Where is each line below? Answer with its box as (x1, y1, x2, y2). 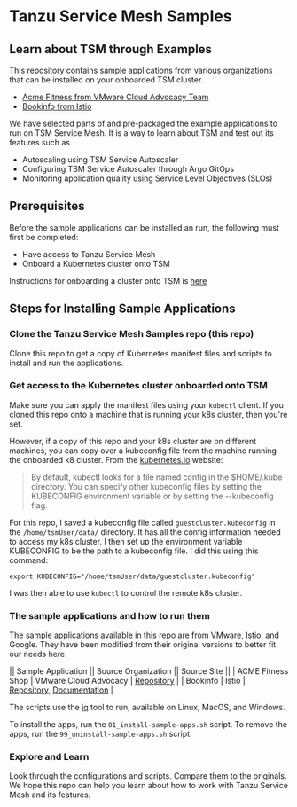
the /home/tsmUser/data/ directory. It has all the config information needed (9, 526, 281, 537)
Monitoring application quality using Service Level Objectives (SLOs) (21, 173, 273, 184)
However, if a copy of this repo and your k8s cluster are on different (9, 435, 257, 446)
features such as (9, 137, 71, 147)
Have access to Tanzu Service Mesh (21, 248, 156, 259)
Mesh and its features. (9, 789, 91, 800)
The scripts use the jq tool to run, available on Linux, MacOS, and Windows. (9, 702, 285, 713)
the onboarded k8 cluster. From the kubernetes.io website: (9, 454, 223, 465)
